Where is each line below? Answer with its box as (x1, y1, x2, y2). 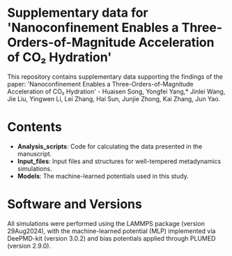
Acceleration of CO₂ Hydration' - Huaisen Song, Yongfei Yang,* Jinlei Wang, (7, 87, 226, 96)
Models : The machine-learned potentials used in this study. (17, 172, 190, 180)
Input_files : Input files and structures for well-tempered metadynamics (17, 157, 222, 165)
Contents (7, 119, 63, 135)
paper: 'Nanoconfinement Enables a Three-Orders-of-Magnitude (7, 80, 194, 88)
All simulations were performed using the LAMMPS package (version (7, 219, 206, 227)
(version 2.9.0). (7, 241, 51, 250)
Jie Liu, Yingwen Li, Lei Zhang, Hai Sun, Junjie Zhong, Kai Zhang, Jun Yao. (7, 94, 221, 103)
